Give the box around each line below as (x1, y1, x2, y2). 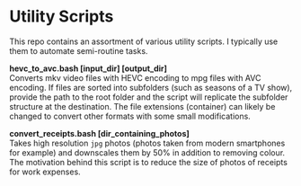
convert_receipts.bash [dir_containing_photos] (9, 128, 190, 138)
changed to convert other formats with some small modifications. (9, 111, 252, 121)
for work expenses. (9, 166, 81, 177)
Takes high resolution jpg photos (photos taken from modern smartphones (9, 137, 286, 148)
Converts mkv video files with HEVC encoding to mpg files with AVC (9, 72, 261, 83)
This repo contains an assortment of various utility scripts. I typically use (9, 36, 279, 47)
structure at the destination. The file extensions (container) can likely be (9, 101, 276, 111)
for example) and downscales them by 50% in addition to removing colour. (9, 146, 286, 158)
